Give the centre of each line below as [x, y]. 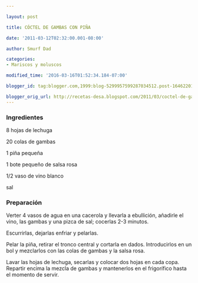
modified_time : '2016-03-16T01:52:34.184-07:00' [67, 75]
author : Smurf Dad [29, 49]
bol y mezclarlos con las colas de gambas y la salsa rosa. [76, 251]
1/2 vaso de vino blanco [35, 176]
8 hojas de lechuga [29, 130]
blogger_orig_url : [29, 97]
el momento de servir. [33, 275]
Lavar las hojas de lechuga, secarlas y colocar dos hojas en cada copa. [93, 262]
